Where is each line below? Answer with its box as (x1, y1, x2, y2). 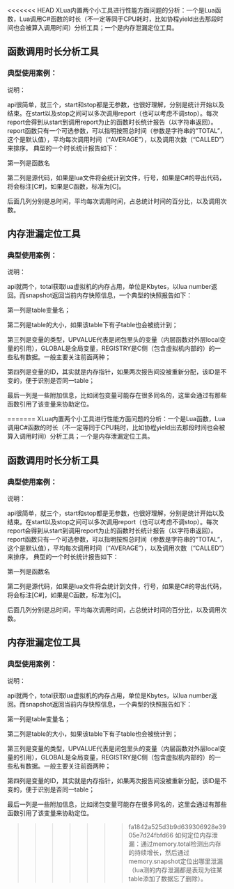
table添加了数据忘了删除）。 (128, 874, 208, 883)
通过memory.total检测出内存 (140, 840, 221, 848)
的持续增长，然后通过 (128, 848, 190, 856)
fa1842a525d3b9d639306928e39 (128, 822, 226, 831)
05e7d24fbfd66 (128, 831, 174, 839)
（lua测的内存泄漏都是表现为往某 (128, 865, 223, 874)
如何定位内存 (175, 831, 212, 839)
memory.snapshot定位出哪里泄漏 (128, 857, 224, 865)
